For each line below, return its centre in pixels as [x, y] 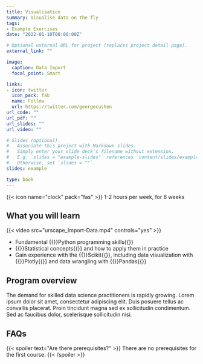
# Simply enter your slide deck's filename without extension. [90, 152]
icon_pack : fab [31, 96]
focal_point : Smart [36, 73]
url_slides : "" [25, 124]
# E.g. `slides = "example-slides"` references [70, 157]
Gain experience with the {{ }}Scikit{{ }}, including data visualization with [104, 255]
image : [14, 62]
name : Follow [28, 101]
